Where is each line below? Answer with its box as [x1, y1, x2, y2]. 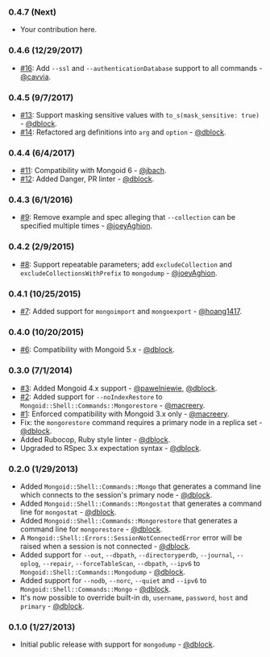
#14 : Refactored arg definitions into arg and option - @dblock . [19, 127, 227, 137]
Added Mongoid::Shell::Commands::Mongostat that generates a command [19, 498, 262, 508]
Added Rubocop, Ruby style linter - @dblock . [19, 434, 171, 444]
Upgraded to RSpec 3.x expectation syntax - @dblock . [19, 443, 201, 452]
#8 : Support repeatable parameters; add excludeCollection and [19, 259, 232, 269]
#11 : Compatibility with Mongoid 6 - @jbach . [19, 166, 167, 176]
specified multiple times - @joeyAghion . [19, 221, 153, 231]
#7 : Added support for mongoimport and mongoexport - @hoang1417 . [19, 307, 243, 316]
